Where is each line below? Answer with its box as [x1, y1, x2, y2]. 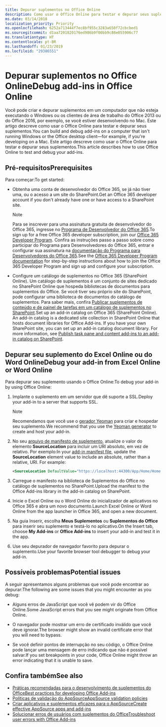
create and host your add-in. [12, 429, 71, 435]
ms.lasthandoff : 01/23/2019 [5, 44, 63, 49]
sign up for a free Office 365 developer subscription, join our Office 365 [12, 232, 159, 238]
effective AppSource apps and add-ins [12, 706, 91, 712]
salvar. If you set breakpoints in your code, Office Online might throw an [12, 652, 158, 658]
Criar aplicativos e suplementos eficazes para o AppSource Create [12, 700, 147, 706]
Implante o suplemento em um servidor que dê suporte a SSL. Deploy [12, 394, 153, 400]
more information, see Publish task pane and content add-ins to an [12, 331, 148, 337]
